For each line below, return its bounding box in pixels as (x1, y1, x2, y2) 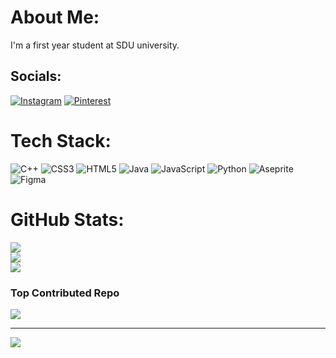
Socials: (10, 68, 62, 85)
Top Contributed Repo (10, 286, 120, 300)
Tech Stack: (10, 129, 112, 152)
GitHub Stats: (10, 208, 125, 231)
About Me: (10, 6, 100, 29)
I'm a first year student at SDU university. (10, 39, 180, 51)
